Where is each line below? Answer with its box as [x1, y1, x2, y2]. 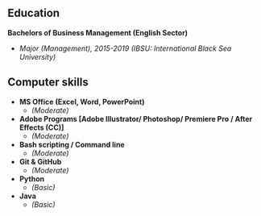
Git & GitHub [19, 156, 62, 166]
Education [7, 6, 60, 20]
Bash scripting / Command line [19, 139, 126, 149]
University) [19, 52, 56, 61]
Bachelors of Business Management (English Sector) [7, 27, 188, 37]
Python [19, 173, 45, 184]
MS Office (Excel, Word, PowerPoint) [19, 97, 145, 106]
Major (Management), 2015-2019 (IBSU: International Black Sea [19, 44, 232, 53]
